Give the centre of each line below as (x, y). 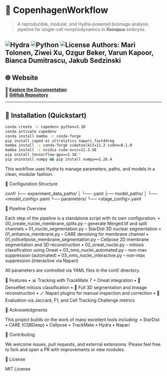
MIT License (18, 369)
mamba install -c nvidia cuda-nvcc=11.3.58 (51, 150)
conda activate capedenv (31, 131)
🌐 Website (22, 78)
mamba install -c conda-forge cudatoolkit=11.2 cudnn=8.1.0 (69, 145)
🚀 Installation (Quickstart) (46, 115)
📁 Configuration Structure (32, 184)
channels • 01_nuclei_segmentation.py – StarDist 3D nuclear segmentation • (83, 229)
